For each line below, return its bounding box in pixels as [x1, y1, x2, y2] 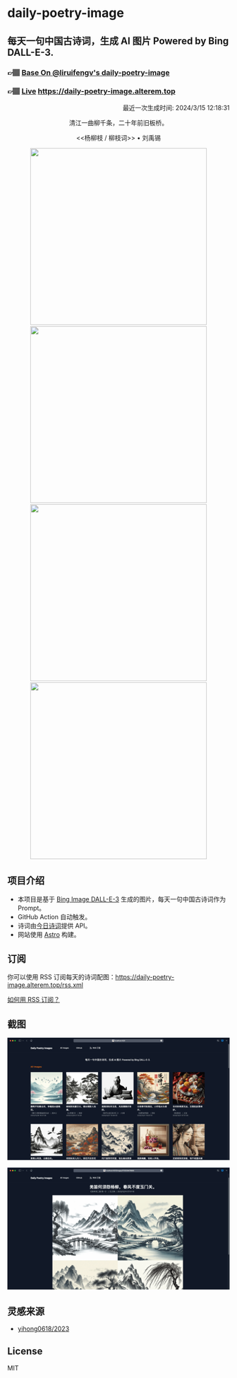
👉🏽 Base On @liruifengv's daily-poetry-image [7, 67, 170, 77]
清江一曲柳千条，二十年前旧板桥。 [69, 118, 168, 127]
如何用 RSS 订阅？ [7, 995, 60, 1004]
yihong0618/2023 [17, 1324, 70, 1333]
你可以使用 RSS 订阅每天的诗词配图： [7, 973, 116, 981]
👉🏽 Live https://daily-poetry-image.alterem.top [7, 86, 176, 96]
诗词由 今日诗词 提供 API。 [17, 921, 92, 930]
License [7, 1345, 43, 1357]
